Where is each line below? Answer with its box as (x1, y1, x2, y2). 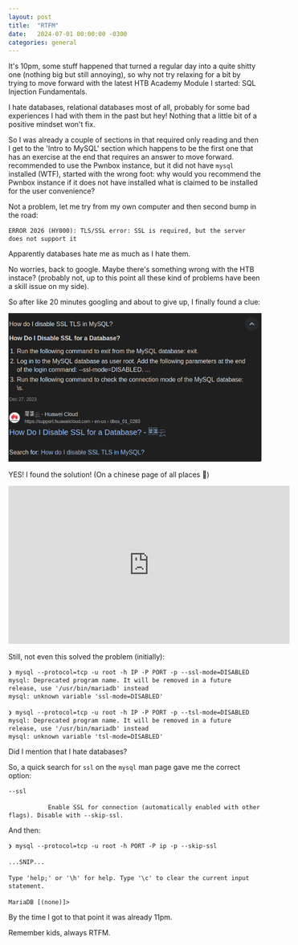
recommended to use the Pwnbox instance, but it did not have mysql (8, 161, 235, 170)
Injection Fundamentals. (8, 87, 88, 96)
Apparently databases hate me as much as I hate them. (8, 249, 191, 259)
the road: (8, 210, 39, 220)
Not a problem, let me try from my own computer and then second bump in (8, 202, 257, 212)
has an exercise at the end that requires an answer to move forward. (8, 153, 235, 162)
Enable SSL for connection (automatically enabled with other (47, 804, 261, 812)
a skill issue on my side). (8, 282, 90, 291)
